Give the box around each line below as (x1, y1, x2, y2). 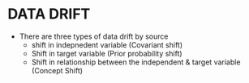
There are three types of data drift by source (19, 31, 169, 41)
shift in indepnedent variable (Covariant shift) (31, 39, 183, 49)
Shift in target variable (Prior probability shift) (31, 48, 183, 58)
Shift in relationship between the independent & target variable (31, 57, 241, 67)
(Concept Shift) (31, 65, 83, 75)
